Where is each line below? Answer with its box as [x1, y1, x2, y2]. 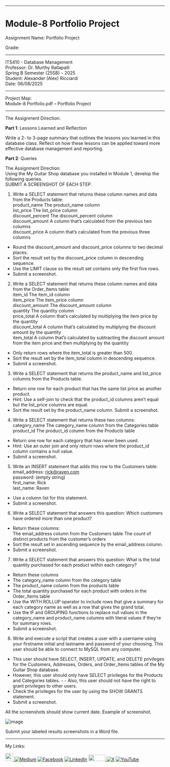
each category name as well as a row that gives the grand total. [12, 604, 145, 610]
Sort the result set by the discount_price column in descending [12, 254, 144, 261]
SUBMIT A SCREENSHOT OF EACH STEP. [5, 181, 92, 187]
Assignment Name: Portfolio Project [5, 34, 80, 41]
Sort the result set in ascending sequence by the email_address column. [12, 541, 163, 547]
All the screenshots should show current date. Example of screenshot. [5, 709, 152, 715]
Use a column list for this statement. [12, 494, 88, 501]
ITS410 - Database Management [5, 59, 73, 65]
